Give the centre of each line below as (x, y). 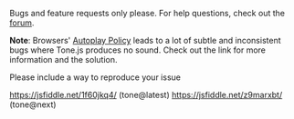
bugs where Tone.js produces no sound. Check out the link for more (138, 50)
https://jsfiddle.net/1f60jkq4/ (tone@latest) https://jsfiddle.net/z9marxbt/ (146, 95)
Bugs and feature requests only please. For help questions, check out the (147, 13)
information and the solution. (63, 59)
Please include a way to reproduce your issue (95, 77)
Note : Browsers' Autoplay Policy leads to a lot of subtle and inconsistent (145, 40)
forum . (22, 23)
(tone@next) (33, 104)
